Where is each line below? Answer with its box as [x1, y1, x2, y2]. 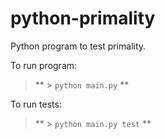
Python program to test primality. [10, 40, 147, 52]
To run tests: [10, 98, 62, 110]
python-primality [10, 7, 156, 30]
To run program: [10, 59, 78, 71]
